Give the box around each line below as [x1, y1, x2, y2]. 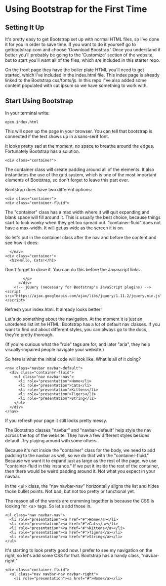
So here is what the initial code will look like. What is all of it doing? [5, 356, 141, 362]
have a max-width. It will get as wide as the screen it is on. [5, 225, 124, 231]
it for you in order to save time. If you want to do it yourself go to [5, 42, 136, 47]
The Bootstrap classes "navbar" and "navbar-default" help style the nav [5, 427, 152, 433]
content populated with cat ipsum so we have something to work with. [5, 83, 148, 88]
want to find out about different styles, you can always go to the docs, [5, 326, 148, 332]
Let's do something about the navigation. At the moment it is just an [5, 316, 143, 322]
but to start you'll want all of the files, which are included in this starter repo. [5, 57, 161, 63]
